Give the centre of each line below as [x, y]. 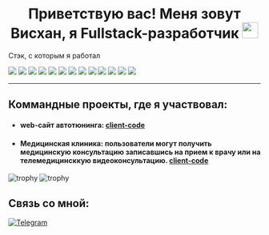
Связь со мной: [49, 203]
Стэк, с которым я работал [54, 55]
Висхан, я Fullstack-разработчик [125, 34]
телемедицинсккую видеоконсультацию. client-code [114, 160]
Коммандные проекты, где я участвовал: [118, 105]
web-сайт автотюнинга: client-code [82, 125]
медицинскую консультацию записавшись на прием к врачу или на [140, 152]
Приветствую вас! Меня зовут [134, 14]
